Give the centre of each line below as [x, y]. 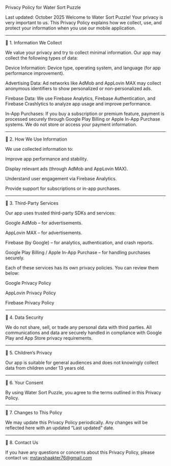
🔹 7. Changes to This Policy [34, 413]
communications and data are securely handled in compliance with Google [83, 333]
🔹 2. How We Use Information [36, 139]
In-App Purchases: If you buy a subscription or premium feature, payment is [85, 114]
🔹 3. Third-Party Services [32, 203]
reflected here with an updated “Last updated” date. [60, 428]
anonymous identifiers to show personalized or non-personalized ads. [79, 88]
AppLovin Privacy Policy [31, 293]
